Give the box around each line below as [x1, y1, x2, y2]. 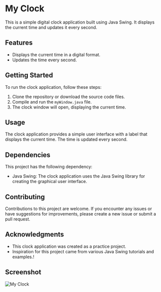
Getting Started [5, 71, 53, 80]
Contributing [5, 192, 45, 201]
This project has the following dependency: [5, 164, 92, 170]
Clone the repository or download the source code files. [12, 94, 125, 100]
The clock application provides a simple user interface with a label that [5, 131, 148, 137]
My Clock [5, 3, 45, 14]
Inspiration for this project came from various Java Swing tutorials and [12, 248, 154, 254]
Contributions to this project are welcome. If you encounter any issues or [5, 206, 152, 212]
